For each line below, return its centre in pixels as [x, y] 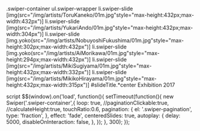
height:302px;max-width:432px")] [49, 47]
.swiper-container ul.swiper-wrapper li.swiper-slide [70, 9]
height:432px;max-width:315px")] [48, 85]
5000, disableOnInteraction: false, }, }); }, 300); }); [68, 122]
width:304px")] [25, 34]
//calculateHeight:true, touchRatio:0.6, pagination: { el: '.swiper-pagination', [99, 109]
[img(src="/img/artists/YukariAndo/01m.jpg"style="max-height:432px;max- [100, 28]
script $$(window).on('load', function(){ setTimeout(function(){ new [90, 96]
